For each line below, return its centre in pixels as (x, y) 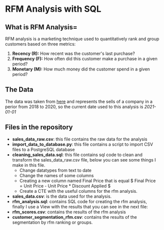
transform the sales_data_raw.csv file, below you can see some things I (84, 160)
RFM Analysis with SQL (53, 9)
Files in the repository (39, 127)
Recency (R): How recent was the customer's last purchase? (73, 53)
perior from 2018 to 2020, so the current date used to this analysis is (74, 107)
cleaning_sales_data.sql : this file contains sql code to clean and (77, 155)
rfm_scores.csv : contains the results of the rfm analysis (69, 212)
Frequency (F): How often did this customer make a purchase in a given (85, 59)
